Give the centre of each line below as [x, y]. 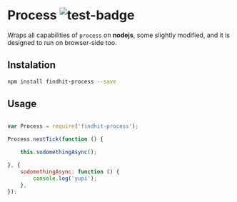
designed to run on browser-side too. [62, 42]
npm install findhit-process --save [62, 81]
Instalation [31, 65]
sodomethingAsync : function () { [70, 171]
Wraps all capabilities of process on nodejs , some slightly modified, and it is [119, 35]
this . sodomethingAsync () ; [59, 152]
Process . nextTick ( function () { [55, 139]
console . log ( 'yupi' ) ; [65, 178]
